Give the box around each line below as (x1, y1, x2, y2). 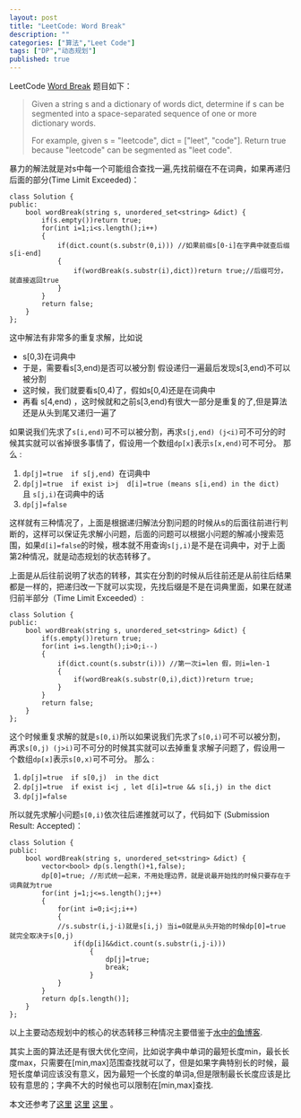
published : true (9, 55, 70, 64)
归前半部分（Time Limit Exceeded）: (9, 593, 144, 603)
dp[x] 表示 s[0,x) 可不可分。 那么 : (32, 753, 155, 764)
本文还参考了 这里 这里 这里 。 (9, 1099, 118, 1109)
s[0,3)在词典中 (21, 351, 76, 362)
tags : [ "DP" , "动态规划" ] (9, 47, 97, 56)
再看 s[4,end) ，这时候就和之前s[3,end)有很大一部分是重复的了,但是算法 (21, 396, 288, 407)
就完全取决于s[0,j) (9, 931, 74, 940)
